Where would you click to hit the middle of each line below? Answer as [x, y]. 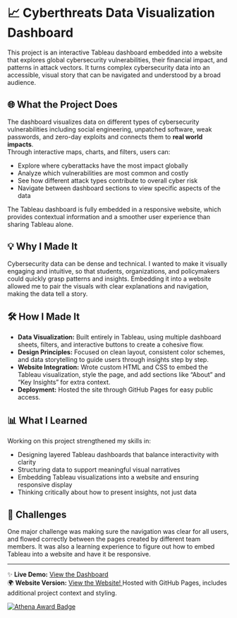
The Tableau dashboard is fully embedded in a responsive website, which [114, 209]
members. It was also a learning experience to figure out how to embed [111, 547]
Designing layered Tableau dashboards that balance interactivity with [118, 455]
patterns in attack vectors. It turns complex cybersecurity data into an [109, 67]
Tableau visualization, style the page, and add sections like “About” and [121, 375]
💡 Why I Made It [43, 246]
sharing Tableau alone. [41, 224]
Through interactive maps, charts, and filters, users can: [89, 151]
